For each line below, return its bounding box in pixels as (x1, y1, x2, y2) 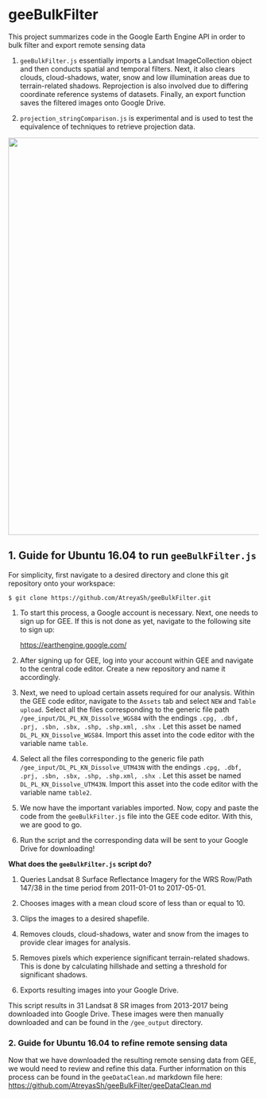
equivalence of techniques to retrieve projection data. (19, 122, 196, 131)
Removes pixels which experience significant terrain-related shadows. (19, 953, 250, 962)
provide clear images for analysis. (19, 938, 131, 947)
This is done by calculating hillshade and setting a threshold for (19, 961, 228, 971)
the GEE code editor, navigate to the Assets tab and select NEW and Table (19, 696, 257, 706)
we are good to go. (19, 820, 82, 829)
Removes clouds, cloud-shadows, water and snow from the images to (19, 929, 249, 938)
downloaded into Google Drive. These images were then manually (8, 1009, 224, 1019)
